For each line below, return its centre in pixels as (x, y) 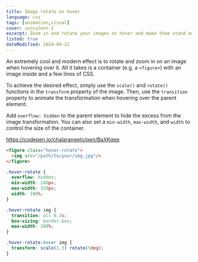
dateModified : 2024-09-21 (38, 45)
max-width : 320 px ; (34, 189)
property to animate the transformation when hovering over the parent (91, 97)
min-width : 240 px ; (34, 183)
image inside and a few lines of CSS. (51, 74)
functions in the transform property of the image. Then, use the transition (97, 91)
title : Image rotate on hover (43, 12)
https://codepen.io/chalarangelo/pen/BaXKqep (63, 139)
